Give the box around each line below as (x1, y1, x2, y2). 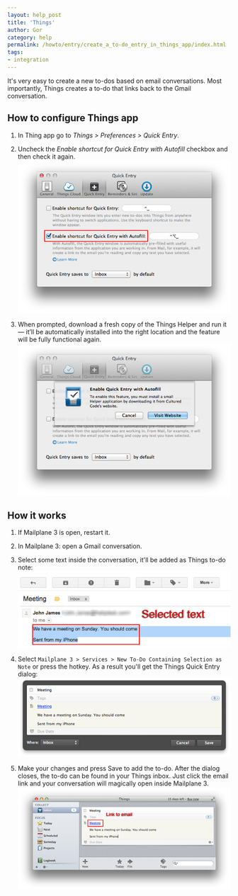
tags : (7, 49, 23, 56)
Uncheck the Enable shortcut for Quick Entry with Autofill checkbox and (17, 144, 228, 153)
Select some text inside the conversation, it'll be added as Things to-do (17, 556, 226, 565)
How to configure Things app (7, 112, 139, 124)
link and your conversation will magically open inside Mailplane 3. (17, 779, 209, 788)
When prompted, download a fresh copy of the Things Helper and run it (17, 319, 227, 329)
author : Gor (7, 26, 42, 33)
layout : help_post (7, 11, 62, 18)
